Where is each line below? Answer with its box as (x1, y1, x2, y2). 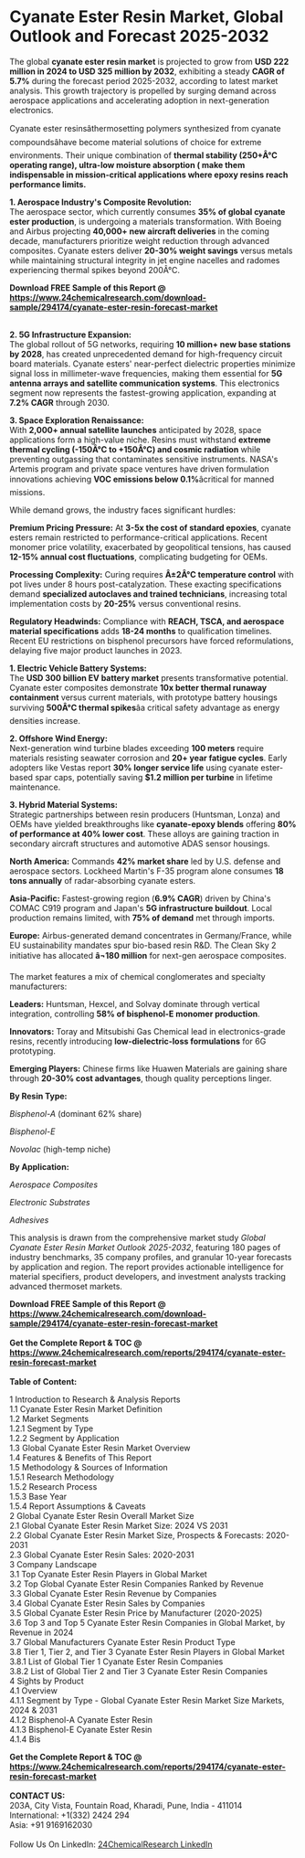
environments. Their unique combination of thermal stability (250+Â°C (9, 149, 279, 161)
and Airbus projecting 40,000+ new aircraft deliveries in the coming (9, 226, 269, 237)
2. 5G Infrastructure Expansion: (9, 329, 132, 340)
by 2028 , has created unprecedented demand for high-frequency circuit (9, 348, 283, 359)
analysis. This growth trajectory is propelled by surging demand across (9, 85, 277, 96)
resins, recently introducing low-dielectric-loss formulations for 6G (9, 1035, 267, 1046)
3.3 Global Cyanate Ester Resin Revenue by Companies (9, 1587, 217, 1598)
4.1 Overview (9, 1684, 58, 1696)
